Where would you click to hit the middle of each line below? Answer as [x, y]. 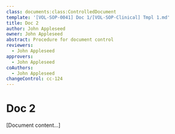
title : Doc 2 [22, 23]
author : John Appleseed [36, 29]
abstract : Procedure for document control [60, 40]
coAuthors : [20, 68]
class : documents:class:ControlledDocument [61, 12]
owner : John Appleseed [34, 34]
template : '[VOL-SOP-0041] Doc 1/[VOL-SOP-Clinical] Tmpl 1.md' [88, 17]
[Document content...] [34, 125]
